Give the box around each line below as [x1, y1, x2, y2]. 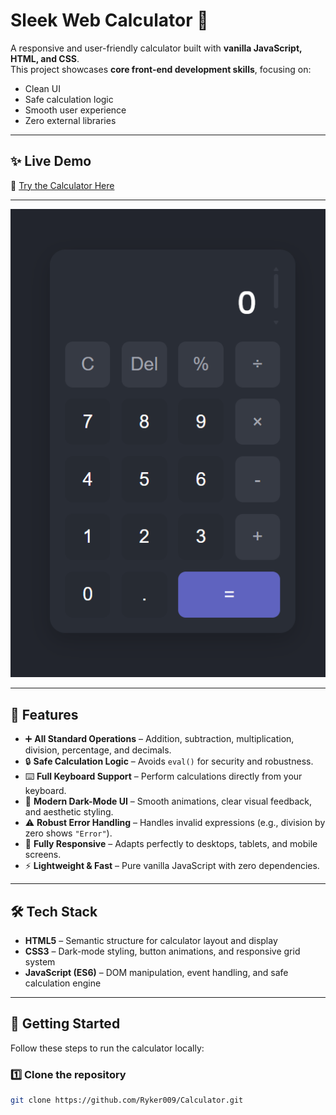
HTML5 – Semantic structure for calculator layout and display [24, 934, 278, 946]
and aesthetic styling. [24, 806, 114, 818]
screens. [24, 849, 62, 861]
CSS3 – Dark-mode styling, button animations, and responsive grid [24, 945, 301, 957]
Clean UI [24, 82, 61, 94]
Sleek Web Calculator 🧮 [10, 9, 209, 32]
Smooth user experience [24, 104, 127, 116]
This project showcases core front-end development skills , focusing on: [10, 63, 312, 75]
